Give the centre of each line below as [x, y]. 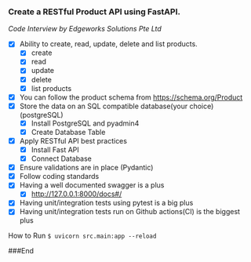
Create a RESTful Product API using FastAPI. [94, 12]
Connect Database [62, 158]
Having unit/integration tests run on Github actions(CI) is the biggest [130, 212]
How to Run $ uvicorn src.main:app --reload [82, 236]
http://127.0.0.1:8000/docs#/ [76, 194]
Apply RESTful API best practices [73, 140]
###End [21, 251]
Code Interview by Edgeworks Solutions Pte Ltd [85, 29]
